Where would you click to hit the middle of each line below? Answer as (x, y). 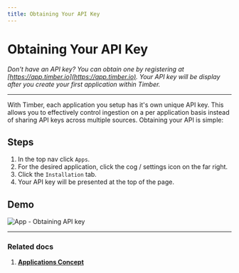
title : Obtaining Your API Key (54, 14)
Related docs (31, 247)
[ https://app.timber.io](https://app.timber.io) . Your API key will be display (114, 76)
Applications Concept (51, 262)
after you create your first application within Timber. (84, 84)
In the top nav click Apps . (54, 159)
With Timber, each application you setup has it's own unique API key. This (116, 105)
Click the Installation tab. (57, 175)
